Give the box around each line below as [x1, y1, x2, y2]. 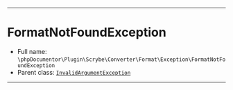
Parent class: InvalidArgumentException [17, 68, 131, 76]
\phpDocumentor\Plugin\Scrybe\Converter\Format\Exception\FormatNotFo [17, 56, 226, 63]
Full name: [17, 47, 47, 55]
